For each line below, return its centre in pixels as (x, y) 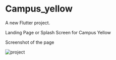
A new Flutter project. (28, 23)
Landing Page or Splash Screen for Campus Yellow (58, 32)
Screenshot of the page (30, 42)
